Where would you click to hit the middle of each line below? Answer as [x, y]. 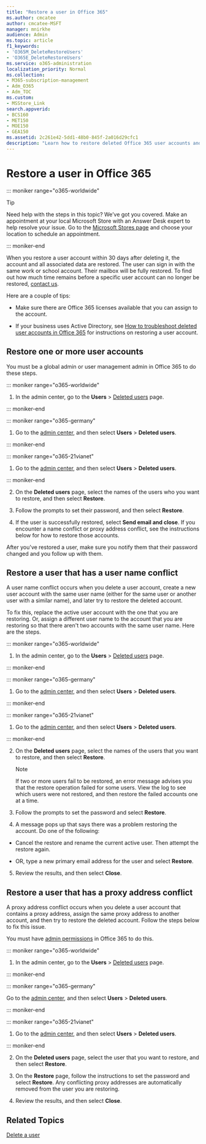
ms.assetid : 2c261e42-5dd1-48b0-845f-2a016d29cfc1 [72, 138]
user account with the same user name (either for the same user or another [101, 594]
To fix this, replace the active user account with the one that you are [92, 612]
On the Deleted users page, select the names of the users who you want [107, 492]
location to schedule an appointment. [53, 234]
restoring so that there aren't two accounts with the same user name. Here [101, 626]
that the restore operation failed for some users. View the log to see [101, 788]
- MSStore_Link [26, 103]
